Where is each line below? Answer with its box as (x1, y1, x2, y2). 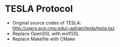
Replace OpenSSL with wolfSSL (12, 30, 79, 36)
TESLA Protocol (5, 3, 73, 15)
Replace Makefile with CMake (12, 36, 75, 42)
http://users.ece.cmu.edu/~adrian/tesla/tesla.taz (12, 25, 115, 31)
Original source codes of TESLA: (12, 20, 82, 26)
